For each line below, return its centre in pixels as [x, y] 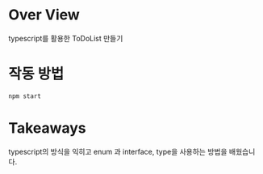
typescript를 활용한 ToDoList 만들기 [66, 38]
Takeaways [47, 128]
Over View [44, 15]
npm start [25, 96]
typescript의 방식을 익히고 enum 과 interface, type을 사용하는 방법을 [118, 151]
